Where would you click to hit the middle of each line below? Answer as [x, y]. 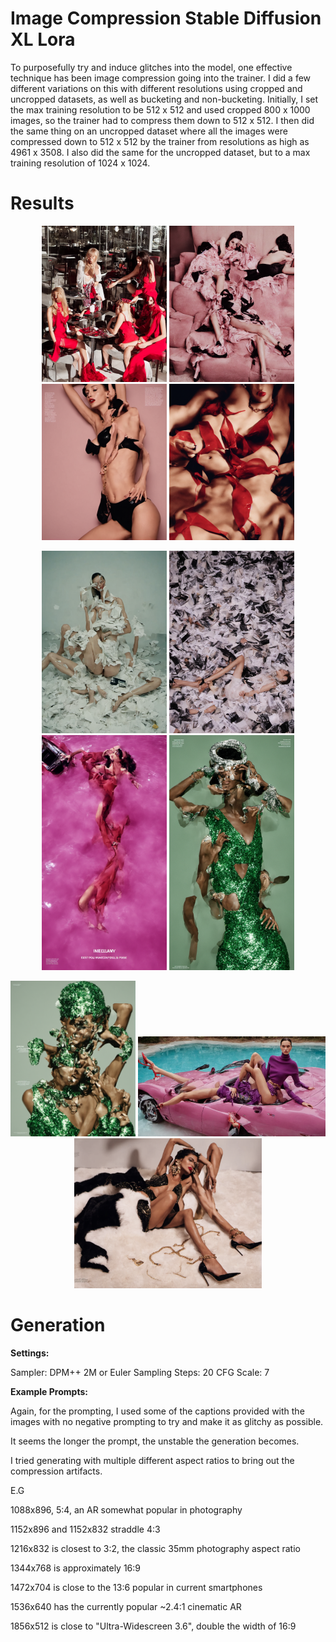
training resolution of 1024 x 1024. [80, 163]
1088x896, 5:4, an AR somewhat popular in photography [126, 1509]
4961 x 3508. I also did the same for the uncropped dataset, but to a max [160, 152]
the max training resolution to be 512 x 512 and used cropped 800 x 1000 [160, 109]
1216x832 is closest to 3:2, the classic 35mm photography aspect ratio [155, 1548]
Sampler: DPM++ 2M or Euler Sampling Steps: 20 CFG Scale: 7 [140, 1372]
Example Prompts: [49, 1391]
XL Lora [43, 39]
